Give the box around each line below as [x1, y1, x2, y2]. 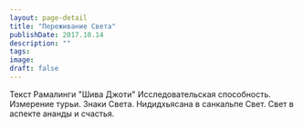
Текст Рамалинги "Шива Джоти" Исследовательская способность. [9, 88, 271, 100]
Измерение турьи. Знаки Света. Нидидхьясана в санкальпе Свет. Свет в [9, 98, 294, 109]
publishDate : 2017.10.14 [9, 30, 104, 39]
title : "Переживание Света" [9, 22, 117, 31]
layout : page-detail [9, 13, 89, 23]
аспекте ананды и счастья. [9, 108, 115, 119]
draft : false [9, 64, 59, 74]
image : [9, 55, 35, 64]
